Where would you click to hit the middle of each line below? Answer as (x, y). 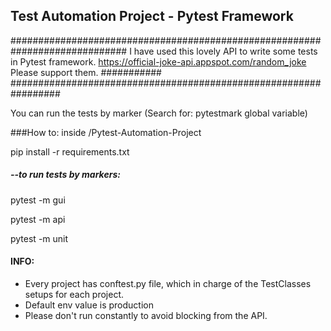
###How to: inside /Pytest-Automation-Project (106, 132)
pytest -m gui (38, 200)
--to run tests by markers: (65, 175)
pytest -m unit (39, 238)
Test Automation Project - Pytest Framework (152, 16)
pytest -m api (38, 219)
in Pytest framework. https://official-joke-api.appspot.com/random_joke (158, 61)
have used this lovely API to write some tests (225, 51)
